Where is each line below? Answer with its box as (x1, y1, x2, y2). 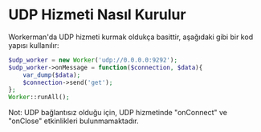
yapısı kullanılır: (8, 40, 59, 50)
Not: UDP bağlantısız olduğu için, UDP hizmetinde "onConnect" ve (8, 108, 227, 118)
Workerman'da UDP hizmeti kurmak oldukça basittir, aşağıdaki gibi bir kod (8, 32, 254, 42)
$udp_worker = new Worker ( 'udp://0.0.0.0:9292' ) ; (8, 56, 178, 64)
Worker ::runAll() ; (8, 94, 70, 102)
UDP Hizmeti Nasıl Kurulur (8, 6, 186, 24)
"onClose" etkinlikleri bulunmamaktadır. (8, 116, 139, 126)
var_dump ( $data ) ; (22, 70, 81, 79)
